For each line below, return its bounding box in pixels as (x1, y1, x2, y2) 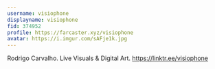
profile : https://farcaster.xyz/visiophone (7, 29, 134, 36)
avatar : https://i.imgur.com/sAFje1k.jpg (7, 36, 128, 42)
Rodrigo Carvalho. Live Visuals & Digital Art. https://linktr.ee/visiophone (7, 54, 208, 62)
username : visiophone (7, 10, 69, 17)
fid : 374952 (7, 23, 41, 29)
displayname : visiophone (7, 16, 78, 23)
